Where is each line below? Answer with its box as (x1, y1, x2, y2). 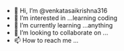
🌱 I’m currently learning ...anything (13, 21, 114, 29)
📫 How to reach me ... (13, 37, 79, 44)
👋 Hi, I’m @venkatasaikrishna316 (13, 7, 108, 14)
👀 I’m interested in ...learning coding (13, 14, 118, 22)
